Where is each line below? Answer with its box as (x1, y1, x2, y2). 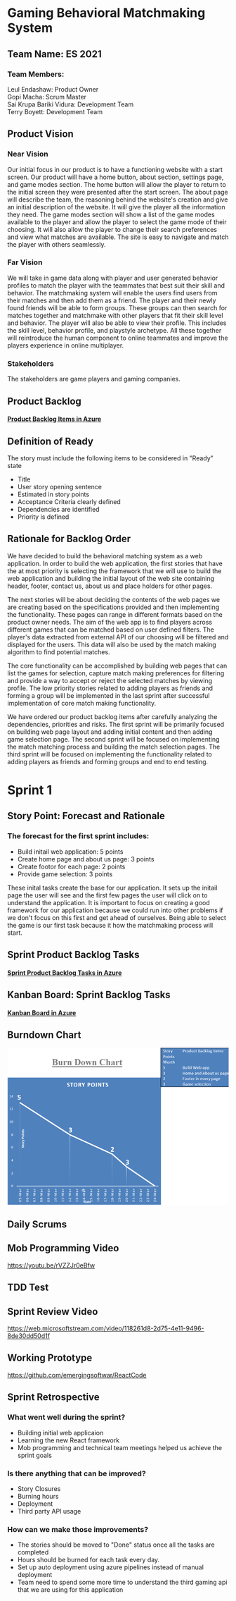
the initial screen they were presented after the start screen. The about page (7, 188, 228, 196)
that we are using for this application (17, 1585, 124, 1594)
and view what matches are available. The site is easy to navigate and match (7, 233, 229, 241)
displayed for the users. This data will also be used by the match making (7, 640, 216, 649)
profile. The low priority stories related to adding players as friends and (7, 684, 213, 692)
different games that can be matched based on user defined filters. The (7, 625, 214, 634)
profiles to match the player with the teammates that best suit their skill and (7, 281, 225, 290)
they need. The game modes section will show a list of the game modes (7, 210, 216, 219)
